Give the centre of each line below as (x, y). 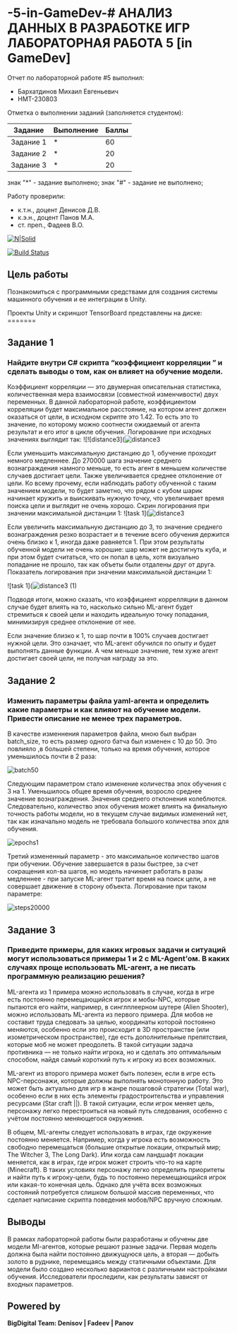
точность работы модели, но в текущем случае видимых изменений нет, (117, 814)
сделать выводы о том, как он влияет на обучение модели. (115, 371)
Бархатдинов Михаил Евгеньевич (68, 91)
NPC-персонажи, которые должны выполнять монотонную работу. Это (115, 1081)
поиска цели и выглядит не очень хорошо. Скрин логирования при (108, 506)
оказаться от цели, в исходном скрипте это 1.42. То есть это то (103, 417)
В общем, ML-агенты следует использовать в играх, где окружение (110, 1132)
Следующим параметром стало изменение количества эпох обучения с (117, 784)
